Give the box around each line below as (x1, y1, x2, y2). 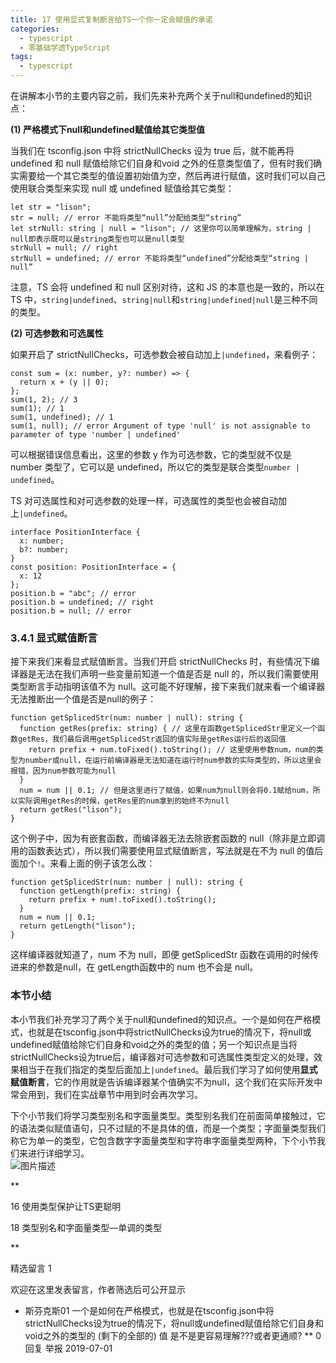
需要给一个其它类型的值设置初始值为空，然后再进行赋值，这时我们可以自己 (18, 170, 326, 181)
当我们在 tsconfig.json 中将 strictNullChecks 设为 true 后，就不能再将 (10, 145, 295, 156)
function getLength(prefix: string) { (19, 886, 182, 896)
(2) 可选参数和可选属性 (10, 327, 104, 339)
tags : (10, 52, 33, 62)
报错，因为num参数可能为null (10, 766, 117, 776)
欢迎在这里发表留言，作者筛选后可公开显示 (10, 1283, 186, 1295)
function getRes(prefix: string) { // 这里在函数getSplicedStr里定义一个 (19, 724, 318, 734)
